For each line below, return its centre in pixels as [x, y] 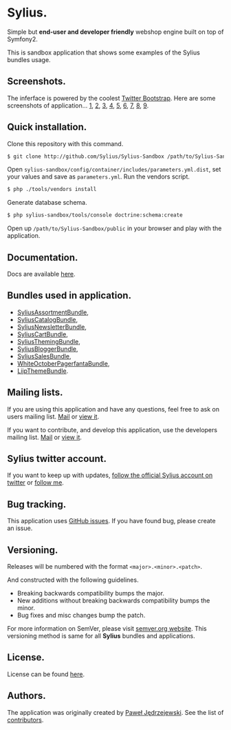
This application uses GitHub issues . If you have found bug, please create [111, 521]
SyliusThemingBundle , [49, 341]
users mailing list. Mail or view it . [53, 416]
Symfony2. [22, 39]
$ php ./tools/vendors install [52, 190]
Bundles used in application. [69, 295]
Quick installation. [47, 127]
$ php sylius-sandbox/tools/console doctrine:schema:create [95, 215]
